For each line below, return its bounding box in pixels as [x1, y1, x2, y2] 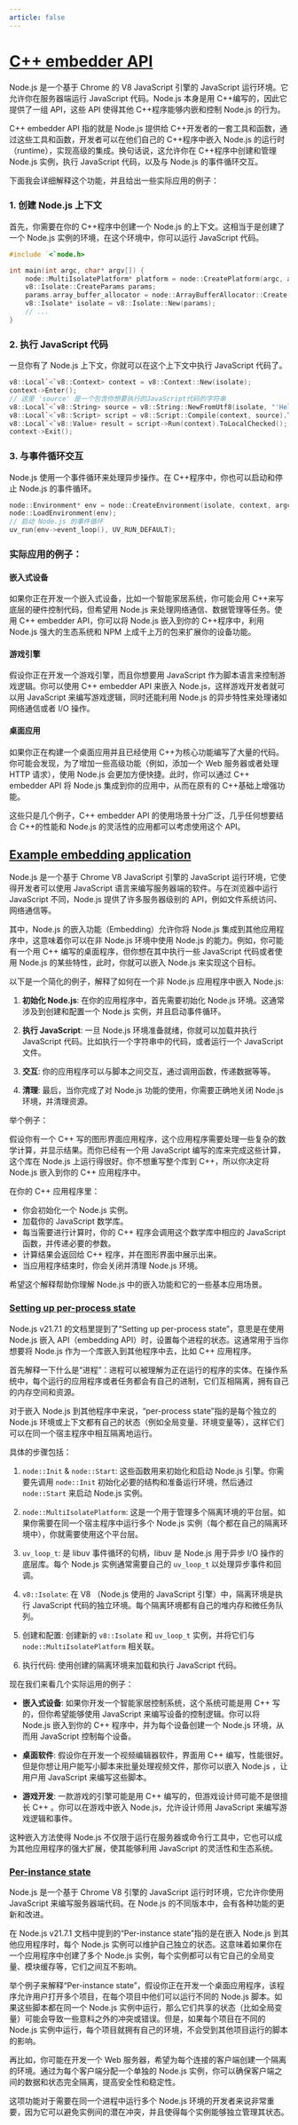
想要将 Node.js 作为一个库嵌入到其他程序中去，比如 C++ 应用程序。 [9, 1345, 256, 1356]
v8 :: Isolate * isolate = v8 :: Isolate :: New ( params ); [25, 299, 216, 308]
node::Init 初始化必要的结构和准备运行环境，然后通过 [55, 1476, 254, 1487]
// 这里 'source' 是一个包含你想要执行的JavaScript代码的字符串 [9, 394, 226, 403]
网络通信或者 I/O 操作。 [9, 703, 95, 714]
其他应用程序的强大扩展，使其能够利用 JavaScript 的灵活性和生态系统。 [16, 1843, 278, 1853]
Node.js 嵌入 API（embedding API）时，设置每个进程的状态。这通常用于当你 [9, 1334, 289, 1345]
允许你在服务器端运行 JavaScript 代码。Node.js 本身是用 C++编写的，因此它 [9, 92, 288, 103]
